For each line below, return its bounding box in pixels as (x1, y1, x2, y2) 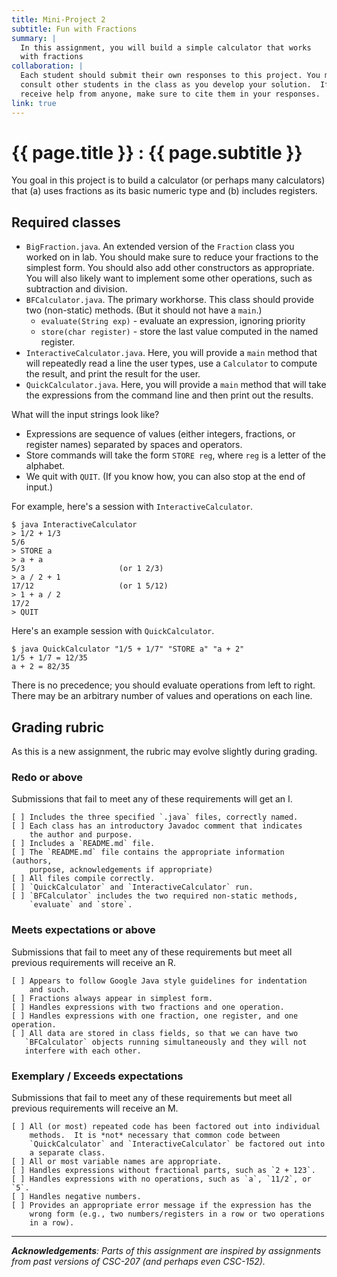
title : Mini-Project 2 (11, 14, 106, 25)
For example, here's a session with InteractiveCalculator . (11, 501, 254, 513)
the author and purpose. (29, 830, 133, 840)
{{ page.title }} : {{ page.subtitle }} (11, 141, 303, 164)
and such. (29, 984, 71, 995)
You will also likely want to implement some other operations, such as (25, 272, 313, 285)
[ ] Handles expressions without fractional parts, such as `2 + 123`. (11, 1165, 316, 1175)
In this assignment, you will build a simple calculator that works (20, 42, 312, 53)
